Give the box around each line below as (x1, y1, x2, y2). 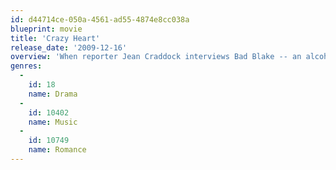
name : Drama (28, 89, 78, 99)
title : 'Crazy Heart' (10, 33, 101, 43)
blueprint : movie (10, 24, 83, 34)
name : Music (28, 117, 78, 127)
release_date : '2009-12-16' (10, 42, 128, 53)
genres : (10, 61, 43, 71)
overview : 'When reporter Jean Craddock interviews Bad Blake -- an (10, 52, 302, 62)
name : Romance (28, 145, 87, 155)
